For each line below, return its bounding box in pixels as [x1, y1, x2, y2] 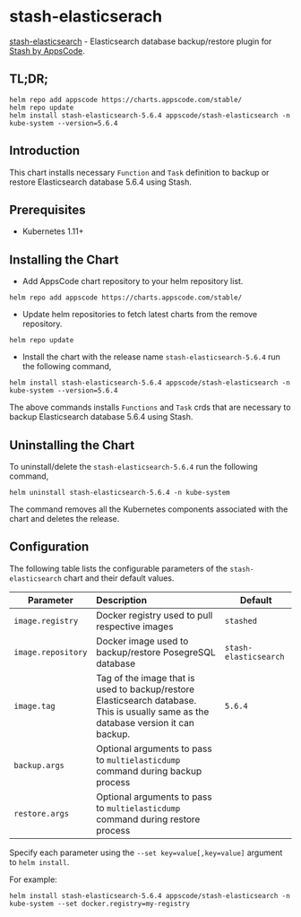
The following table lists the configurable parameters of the [9, 563, 228, 574]
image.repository [13, 647, 88, 657]
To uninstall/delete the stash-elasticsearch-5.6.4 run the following [9, 462, 258, 471]
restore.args [13, 809, 70, 818]
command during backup [95, 765, 202, 777]
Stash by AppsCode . [9, 45, 85, 56]
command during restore [95, 813, 201, 826]
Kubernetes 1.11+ [21, 226, 84, 237]
